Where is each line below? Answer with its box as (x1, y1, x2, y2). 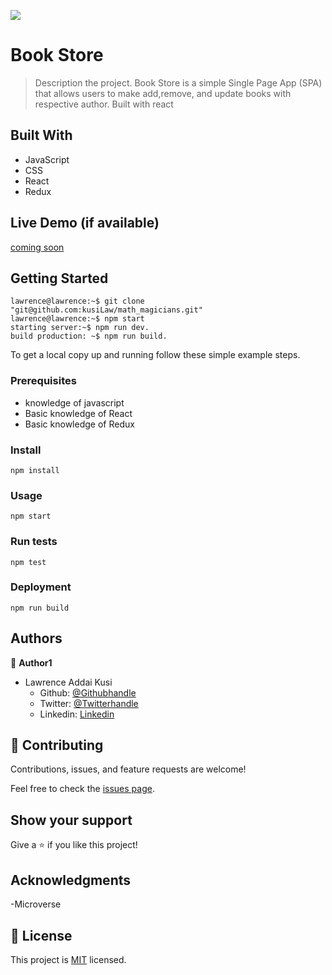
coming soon (10, 241, 65, 253)
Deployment (10, 580, 72, 594)
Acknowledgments (10, 871, 132, 889)
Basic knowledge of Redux (24, 418, 135, 430)
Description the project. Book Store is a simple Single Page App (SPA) (34, 76, 323, 89)
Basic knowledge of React (24, 407, 133, 419)
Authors (10, 630, 63, 647)
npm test (10, 557, 47, 567)
